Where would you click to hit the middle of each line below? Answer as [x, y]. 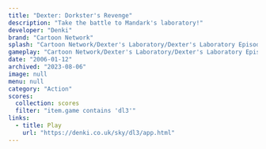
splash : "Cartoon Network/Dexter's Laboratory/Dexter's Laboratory [122, 45]
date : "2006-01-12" [40, 60]
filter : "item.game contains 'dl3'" [76, 111]
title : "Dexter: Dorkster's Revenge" [70, 15]
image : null [28, 74]
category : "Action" [40, 89]
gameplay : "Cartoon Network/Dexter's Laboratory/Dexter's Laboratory [125, 52]
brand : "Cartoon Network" [51, 37]
